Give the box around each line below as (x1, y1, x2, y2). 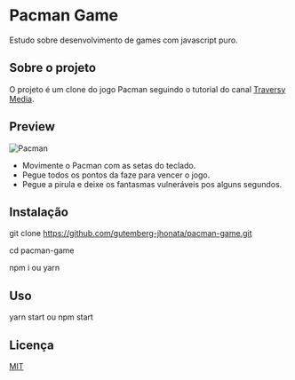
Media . (9, 93, 35, 104)
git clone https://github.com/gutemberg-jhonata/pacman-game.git (9, 228, 252, 239)
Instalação (9, 204, 69, 219)
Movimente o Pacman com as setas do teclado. (21, 160, 196, 170)
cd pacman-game (9, 245, 75, 256)
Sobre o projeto (9, 60, 96, 75)
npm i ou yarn (9, 263, 60, 273)
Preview (9, 119, 56, 134)
